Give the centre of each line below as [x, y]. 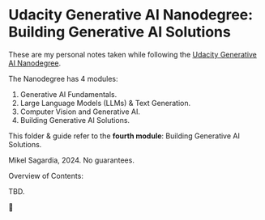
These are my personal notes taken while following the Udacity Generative [133, 54]
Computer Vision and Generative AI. [80, 112]
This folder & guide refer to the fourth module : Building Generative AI [124, 136]
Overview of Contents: [46, 176]
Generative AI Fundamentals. [68, 94]
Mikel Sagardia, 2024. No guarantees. [72, 160]
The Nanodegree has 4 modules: [64, 78]
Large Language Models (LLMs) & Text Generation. [105, 103]
